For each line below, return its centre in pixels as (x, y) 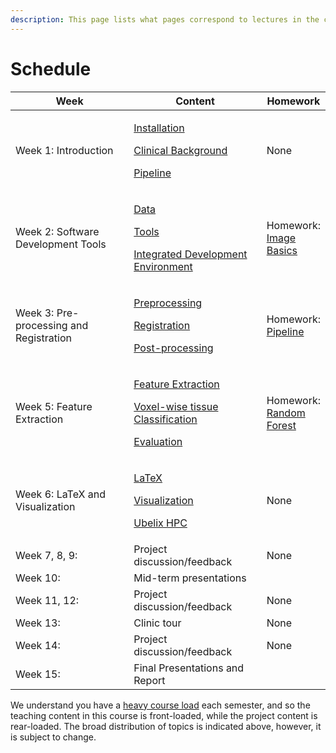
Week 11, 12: (47, 600)
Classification (165, 419)
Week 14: (38, 645)
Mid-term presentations (190, 578)
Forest (281, 425)
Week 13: (38, 623)
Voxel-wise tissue (176, 406)
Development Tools (61, 244)
